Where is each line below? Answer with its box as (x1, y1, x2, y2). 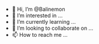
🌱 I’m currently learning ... (11, 18, 76, 25)
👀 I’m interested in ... (11, 12, 63, 19)
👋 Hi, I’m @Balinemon (11, 6, 65, 12)
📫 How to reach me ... (11, 32, 68, 38)
